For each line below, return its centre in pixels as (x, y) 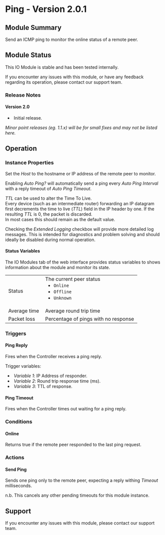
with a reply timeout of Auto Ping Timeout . (48, 188)
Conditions (19, 422)
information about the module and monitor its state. (58, 267)
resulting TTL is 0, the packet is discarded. (49, 214)
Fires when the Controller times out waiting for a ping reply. (66, 409)
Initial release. (28, 118)
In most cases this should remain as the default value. (60, 219)
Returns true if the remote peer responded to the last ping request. (73, 445)
